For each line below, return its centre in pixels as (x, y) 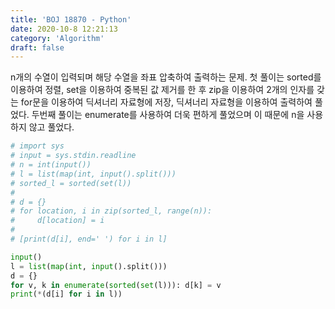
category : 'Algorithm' (57, 38)
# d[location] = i (57, 221)
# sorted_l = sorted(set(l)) (71, 183)
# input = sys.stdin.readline (73, 156)
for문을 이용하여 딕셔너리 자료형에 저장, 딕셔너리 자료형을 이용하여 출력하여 (166, 102)
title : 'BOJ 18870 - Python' (71, 19)
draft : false (37, 47)
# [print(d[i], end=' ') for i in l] (89, 239)
